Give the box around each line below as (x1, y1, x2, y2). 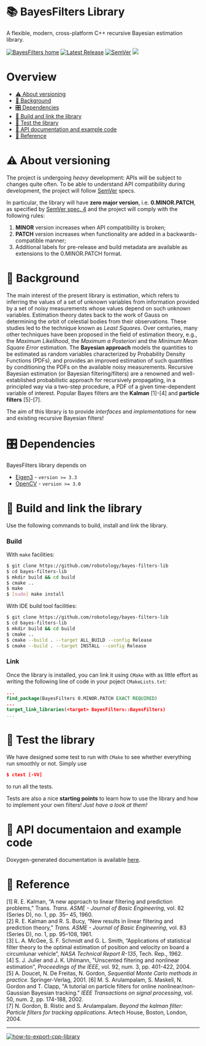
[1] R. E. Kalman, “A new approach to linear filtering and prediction (6, 898, 173, 905)
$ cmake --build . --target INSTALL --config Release (6, 642, 147, 649)
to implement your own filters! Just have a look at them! (6, 801, 148, 809)
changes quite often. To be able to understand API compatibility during (6, 180, 185, 188)
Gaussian (6, 989, 30, 996)
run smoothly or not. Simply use (6, 760, 87, 767)
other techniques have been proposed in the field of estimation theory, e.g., (6, 331, 197, 338)
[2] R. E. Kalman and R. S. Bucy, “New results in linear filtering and (6, 917, 174, 925)
